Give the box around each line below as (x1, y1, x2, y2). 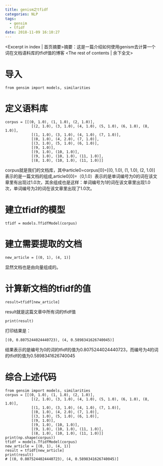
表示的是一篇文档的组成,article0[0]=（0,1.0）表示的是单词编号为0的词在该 (5, 173, 153, 179)
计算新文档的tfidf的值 (5, 283, 91, 294)
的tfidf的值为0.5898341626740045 (5, 353, 76, 359)
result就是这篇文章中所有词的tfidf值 (5, 309, 76, 315)
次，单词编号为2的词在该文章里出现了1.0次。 (5, 185, 95, 191)
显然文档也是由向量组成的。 (5, 264, 61, 270)
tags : (5, 16, 16, 21)
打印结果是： (5, 328, 31, 334)
